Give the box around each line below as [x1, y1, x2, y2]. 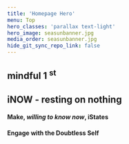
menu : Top [7, 17, 36, 24]
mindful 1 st [7, 68, 57, 82]
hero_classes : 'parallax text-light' [7, 23, 116, 30]
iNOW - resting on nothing [7, 93, 122, 105]
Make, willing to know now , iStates [7, 113, 109, 121]
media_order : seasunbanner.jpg [7, 36, 97, 43]
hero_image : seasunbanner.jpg [7, 29, 95, 37]
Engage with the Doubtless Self [7, 129, 99, 137]
